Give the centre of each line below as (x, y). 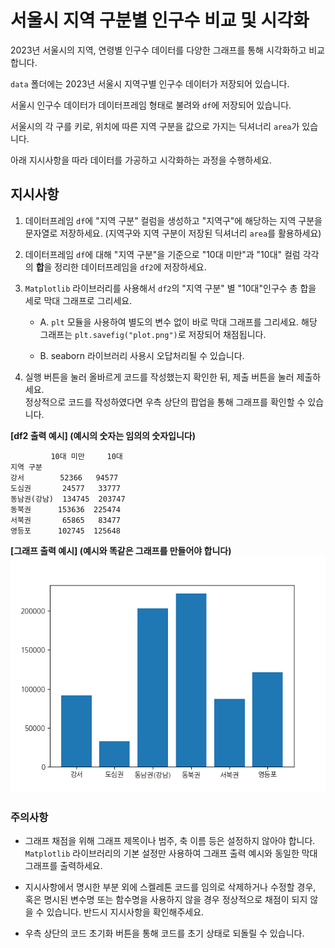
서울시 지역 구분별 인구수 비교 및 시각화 (160, 20)
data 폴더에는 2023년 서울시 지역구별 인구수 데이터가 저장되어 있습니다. (150, 83)
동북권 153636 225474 (65, 509)
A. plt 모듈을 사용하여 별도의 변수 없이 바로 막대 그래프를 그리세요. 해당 (178, 322)
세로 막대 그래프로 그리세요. (78, 300)
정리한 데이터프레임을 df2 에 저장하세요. (130, 267)
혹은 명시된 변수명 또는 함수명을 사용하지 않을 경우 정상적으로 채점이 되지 (166, 900)
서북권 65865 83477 (65, 520)
